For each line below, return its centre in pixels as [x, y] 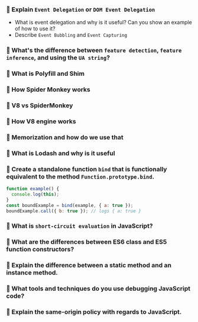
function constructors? [40, 250]
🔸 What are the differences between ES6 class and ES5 [87, 242]
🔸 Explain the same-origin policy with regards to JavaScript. [94, 312]
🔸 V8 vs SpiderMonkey [40, 105]
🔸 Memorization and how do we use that [65, 137]
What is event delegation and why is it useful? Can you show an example [103, 23]
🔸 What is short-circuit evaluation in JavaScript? [79, 226]
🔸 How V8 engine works [41, 121]
